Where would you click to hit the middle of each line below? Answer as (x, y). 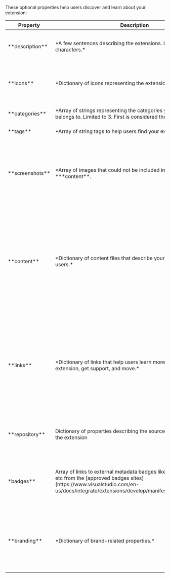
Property (29, 25)
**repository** (27, 434)
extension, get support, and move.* (97, 368)
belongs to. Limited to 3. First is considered (106, 117)
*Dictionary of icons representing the (99, 83)
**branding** (25, 541)
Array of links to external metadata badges (106, 472)
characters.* (70, 49)
